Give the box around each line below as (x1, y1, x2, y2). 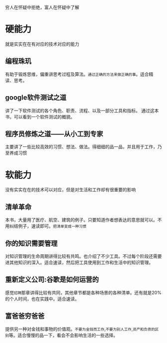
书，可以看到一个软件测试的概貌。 (5, 114, 75, 119)
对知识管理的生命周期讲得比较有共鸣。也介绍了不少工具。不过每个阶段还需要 (5, 253, 162, 259)
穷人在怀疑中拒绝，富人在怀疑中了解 (5, 4, 80, 10)
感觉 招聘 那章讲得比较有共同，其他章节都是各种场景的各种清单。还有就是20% (5, 289, 162, 295)
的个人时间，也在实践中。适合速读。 (5, 296, 80, 302)
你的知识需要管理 (5, 239, 58, 247)
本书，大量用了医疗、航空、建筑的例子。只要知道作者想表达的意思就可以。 (5, 217, 158, 223)
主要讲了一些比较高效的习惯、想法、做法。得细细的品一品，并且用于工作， (5, 144, 158, 150)
